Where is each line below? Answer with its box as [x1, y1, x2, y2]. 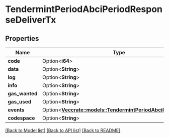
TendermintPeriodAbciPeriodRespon [5, 4, 162, 15]
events [8, 106, 25, 113]
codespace [8, 114, 35, 121]
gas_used [8, 98, 32, 105]
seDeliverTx [5, 14, 56, 26]
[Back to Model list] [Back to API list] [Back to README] [5, 127, 121, 133]
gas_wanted [8, 90, 38, 97]
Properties [5, 34, 39, 43]
